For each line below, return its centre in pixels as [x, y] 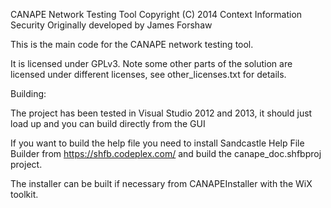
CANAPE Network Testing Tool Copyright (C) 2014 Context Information [156, 14]
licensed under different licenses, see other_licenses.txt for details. [148, 74]
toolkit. [24, 194]
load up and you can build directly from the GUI [108, 123]
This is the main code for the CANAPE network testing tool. [132, 44]
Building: [28, 93]
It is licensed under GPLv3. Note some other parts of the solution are [151, 63]
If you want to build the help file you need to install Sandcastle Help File [157, 143]
